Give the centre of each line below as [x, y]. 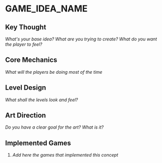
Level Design [26, 88]
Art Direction [26, 115]
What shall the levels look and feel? [42, 100]
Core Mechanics [31, 60]
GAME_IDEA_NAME [47, 9]
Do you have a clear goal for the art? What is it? [54, 127]
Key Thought [26, 27]
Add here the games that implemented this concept [65, 155]
